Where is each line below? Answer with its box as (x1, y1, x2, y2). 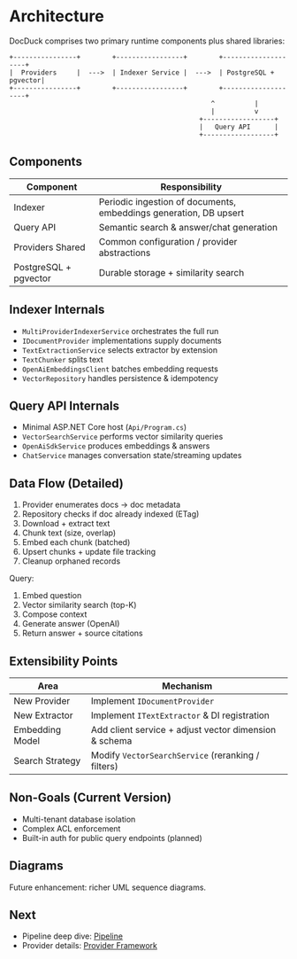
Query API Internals (9, 398, 119, 413)
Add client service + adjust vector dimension (90, 724, 277, 736)
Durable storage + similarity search (98, 266, 245, 278)
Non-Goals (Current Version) (9, 791, 172, 806)
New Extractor (13, 709, 73, 721)
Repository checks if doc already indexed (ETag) (21, 509, 200, 519)
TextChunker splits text (21, 354, 103, 364)
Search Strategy (13, 755, 81, 767)
